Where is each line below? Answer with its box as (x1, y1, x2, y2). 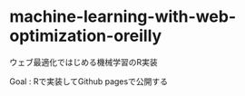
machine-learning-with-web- (9, 6, 237, 27)
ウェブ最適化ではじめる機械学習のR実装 (9, 56, 159, 67)
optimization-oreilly (9, 25, 162, 46)
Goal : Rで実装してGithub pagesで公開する (9, 75, 168, 87)
